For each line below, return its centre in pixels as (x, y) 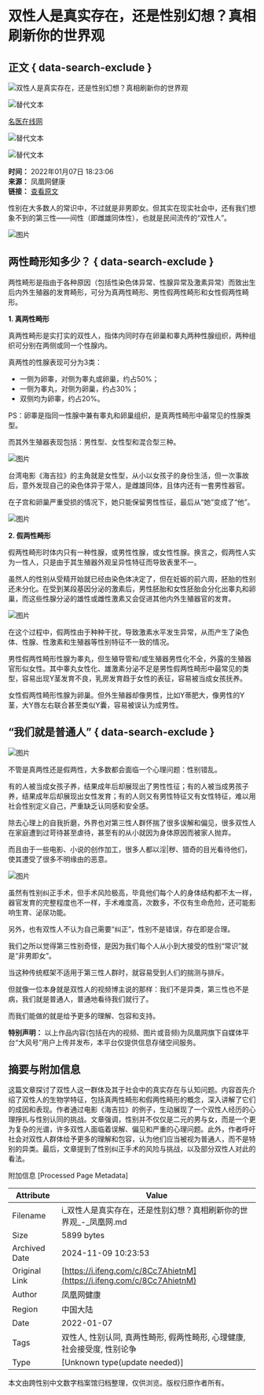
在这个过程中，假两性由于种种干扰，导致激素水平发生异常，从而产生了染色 (128, 632)
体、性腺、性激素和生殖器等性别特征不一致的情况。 (91, 642)
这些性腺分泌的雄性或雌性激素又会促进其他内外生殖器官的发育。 (132, 598)
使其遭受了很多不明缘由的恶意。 (60, 859)
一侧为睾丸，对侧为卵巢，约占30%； (79, 389)
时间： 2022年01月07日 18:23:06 (61, 171)
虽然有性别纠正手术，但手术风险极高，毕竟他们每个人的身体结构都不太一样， (132, 892)
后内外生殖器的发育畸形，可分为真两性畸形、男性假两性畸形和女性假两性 (125, 292)
